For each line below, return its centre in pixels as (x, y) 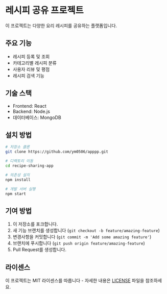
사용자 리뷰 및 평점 (31, 69)
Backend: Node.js (31, 111)
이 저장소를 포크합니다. (35, 224)
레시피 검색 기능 (28, 76)
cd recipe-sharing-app (29, 166)
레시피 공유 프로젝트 (45, 10)
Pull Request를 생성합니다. (39, 250)
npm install (18, 180)
